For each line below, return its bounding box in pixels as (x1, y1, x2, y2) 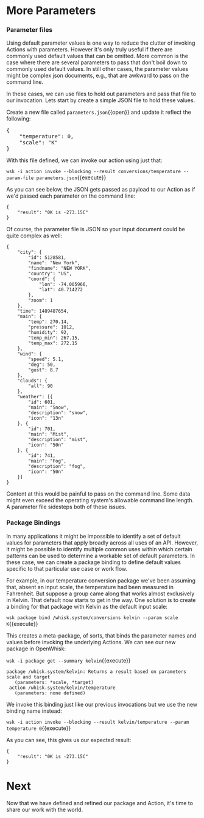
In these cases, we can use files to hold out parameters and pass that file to (6, 90, 197, 98)
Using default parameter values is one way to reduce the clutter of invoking (6, 39, 195, 46)
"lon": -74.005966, (38, 281, 88, 288)
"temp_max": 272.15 (28, 340, 78, 346)
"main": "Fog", (28, 458, 67, 464)
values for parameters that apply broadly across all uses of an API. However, (6, 539, 199, 546)
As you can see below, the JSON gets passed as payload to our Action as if (6, 186, 195, 193)
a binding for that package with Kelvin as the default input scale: (6, 603, 167, 610)
